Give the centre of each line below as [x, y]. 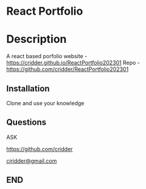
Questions [26, 123]
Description [36, 39]
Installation [28, 88]
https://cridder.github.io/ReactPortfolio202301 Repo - [73, 63]
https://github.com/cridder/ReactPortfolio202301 [68, 69]
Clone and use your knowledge [45, 103]
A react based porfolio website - [47, 56]
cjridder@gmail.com [32, 161]
